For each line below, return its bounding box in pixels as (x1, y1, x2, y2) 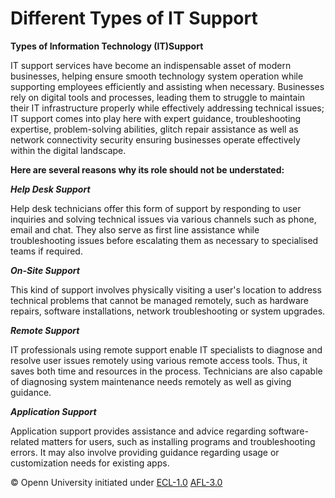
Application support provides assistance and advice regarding (10, 425, 267, 437)
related (10, 435, 40, 447)
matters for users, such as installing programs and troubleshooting (41, 435, 316, 447)
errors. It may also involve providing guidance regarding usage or (10, 446, 280, 458)
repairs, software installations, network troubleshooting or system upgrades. (10, 305, 326, 317)
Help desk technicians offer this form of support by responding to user (10, 202, 302, 214)
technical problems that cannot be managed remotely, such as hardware (10, 294, 309, 306)
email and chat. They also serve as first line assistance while (10, 223, 260, 236)
